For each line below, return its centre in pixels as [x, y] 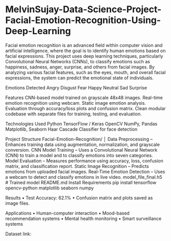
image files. [17, 203]
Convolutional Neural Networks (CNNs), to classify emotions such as [78, 61]
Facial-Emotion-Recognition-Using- [83, 20]
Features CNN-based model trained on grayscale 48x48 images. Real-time [84, 98]
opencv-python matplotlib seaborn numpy [50, 188]
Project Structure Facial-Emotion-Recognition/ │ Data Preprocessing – [79, 139]
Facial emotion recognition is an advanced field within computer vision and [84, 45]
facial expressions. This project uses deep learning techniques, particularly [84, 56]
